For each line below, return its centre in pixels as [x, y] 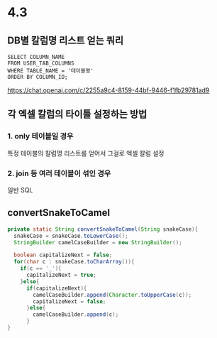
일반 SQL [20, 190]
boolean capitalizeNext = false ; [63, 255]
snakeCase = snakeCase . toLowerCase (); [71, 236]
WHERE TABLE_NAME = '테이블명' [51, 71]
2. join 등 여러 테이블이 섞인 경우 [59, 173]
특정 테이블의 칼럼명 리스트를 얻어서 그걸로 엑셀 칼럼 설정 [86, 153]
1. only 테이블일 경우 [40, 136]
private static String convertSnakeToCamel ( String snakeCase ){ [103, 229]
